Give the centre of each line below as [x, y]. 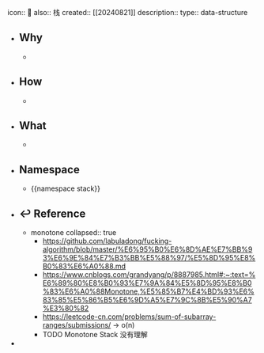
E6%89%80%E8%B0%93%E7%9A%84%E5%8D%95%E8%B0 [147, 283]
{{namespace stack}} [65, 188]
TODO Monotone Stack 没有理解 [95, 335]
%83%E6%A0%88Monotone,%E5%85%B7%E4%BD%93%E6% [148, 291]
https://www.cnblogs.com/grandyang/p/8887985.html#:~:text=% [149, 275]
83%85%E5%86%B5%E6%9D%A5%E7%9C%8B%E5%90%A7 [147, 300]
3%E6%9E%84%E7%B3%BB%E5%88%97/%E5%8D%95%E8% [149, 258]
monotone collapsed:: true [74, 233]
